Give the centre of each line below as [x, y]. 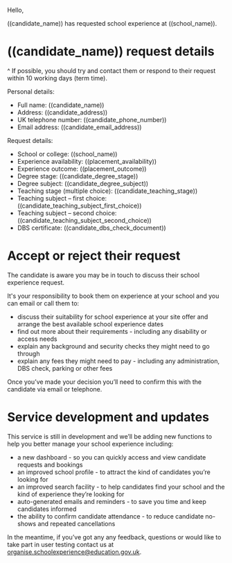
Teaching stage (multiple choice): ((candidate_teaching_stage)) [107, 191]
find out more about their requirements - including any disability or [112, 331]
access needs [37, 339]
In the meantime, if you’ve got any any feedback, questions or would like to [114, 537]
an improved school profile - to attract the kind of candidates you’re [114, 472]
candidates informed [47, 509]
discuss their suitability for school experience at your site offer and [113, 317]
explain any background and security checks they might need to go [113, 346]
